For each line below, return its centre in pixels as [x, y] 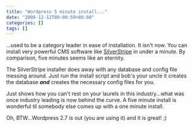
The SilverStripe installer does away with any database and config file [92, 70]
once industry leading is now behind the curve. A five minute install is [91, 100]
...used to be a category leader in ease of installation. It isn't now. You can [97, 45]
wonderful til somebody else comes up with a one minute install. [85, 106]
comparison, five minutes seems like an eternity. [66, 58]
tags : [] [17, 28]
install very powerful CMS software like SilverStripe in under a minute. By [96, 52]
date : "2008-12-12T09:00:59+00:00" [50, 17]
